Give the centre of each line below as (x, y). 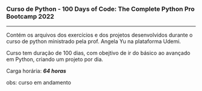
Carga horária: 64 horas (36, 71)
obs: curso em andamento (39, 83)
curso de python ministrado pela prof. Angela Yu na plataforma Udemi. (94, 41)
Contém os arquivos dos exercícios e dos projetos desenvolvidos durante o (99, 35)
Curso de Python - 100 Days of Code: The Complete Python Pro (101, 9)
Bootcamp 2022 (30, 16)
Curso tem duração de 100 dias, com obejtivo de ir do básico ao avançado (98, 53)
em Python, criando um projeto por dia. (55, 59)
